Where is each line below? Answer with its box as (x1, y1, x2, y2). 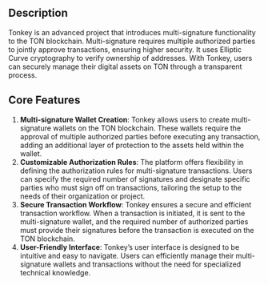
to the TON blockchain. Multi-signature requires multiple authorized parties (8, 36, 256, 46)
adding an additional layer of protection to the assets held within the (19, 140, 244, 150)
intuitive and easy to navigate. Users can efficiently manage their (19, 251, 234, 260)
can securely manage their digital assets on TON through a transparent (8, 62, 242, 71)
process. (8, 70, 38, 79)
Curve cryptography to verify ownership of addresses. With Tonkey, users (8, 53, 253, 62)
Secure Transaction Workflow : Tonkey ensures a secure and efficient (19, 199, 252, 209)
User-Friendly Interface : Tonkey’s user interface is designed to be (19, 242, 240, 251)
